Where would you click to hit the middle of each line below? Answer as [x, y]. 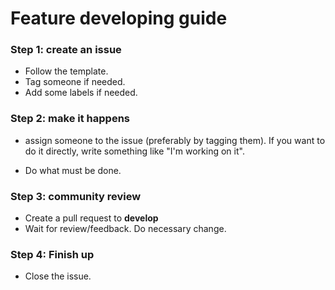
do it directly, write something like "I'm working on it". [134, 151]
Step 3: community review [76, 196]
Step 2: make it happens [70, 119]
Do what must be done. [73, 170]
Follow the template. [66, 71]
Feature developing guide [119, 18]
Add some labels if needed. [81, 93]
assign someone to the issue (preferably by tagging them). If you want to [175, 140]
